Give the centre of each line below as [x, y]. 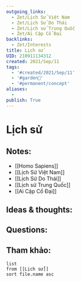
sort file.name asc [30, 274]
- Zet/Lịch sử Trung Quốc [43, 28]
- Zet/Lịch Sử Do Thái [39, 23]
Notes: [19, 151]
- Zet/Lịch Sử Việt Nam [41, 17]
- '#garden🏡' [27, 78]
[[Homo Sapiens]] [36, 166]
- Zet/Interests [31, 45]
